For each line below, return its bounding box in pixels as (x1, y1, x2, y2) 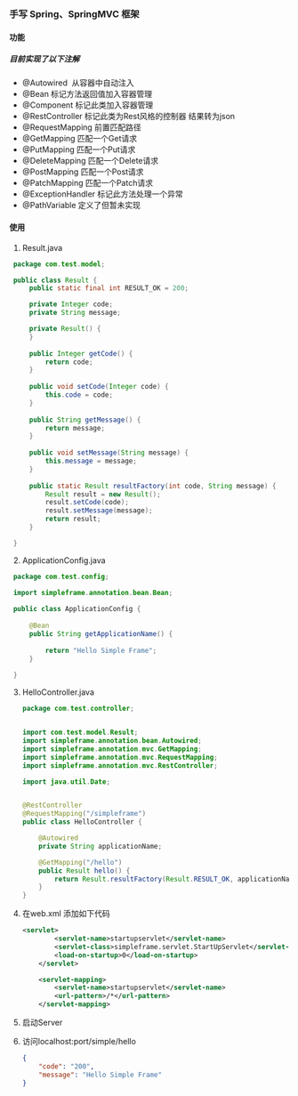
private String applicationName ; (38, 842, 163, 850)
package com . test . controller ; (21, 705, 135, 713)
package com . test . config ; (12, 572, 109, 581)
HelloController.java (21, 687, 95, 697)
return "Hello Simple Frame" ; (44, 646, 157, 655)
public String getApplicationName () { (28, 630, 173, 639)
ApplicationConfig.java (21, 554, 106, 566)
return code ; (44, 358, 93, 367)
